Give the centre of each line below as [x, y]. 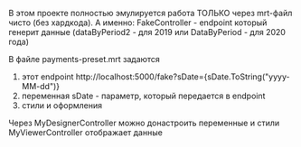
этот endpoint [47, 77]
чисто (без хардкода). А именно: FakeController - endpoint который [138, 23]
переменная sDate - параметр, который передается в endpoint [143, 96]
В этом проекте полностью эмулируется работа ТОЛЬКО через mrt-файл [150, 13]
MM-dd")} [41, 86]
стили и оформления [62, 106]
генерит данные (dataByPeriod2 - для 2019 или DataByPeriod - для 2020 [147, 32]
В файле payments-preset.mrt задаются [84, 59]
